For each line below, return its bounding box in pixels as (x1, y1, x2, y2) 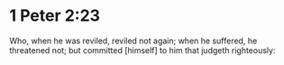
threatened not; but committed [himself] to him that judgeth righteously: (9, 44, 276, 55)
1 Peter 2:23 (9, 5, 101, 26)
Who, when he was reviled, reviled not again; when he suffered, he (9, 35, 258, 46)
